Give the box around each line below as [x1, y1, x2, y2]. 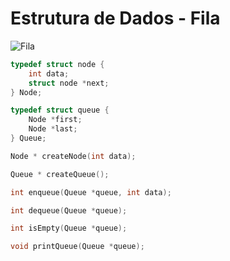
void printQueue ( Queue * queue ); [10, 242, 145, 252]
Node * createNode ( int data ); [10, 151, 137, 161]
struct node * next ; [28, 78, 110, 88]
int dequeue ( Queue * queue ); [10, 205, 128, 216]
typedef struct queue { [10, 105, 110, 116]
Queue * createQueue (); [10, 169, 110, 179]
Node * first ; [28, 115, 83, 125]
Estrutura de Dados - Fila [10, 7, 221, 30]
